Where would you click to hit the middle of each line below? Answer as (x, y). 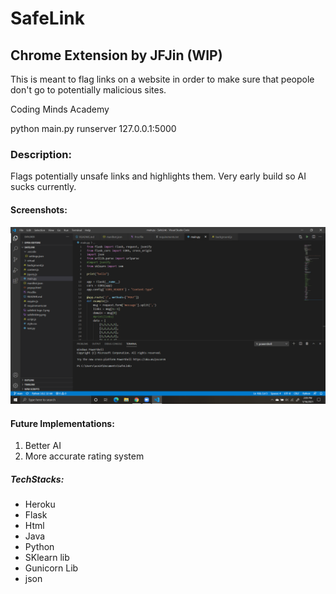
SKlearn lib (47, 558)
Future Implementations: (62, 423)
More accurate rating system (84, 456)
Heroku (40, 504)
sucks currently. (43, 187)
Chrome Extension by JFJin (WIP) (116, 55)
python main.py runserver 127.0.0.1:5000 (93, 128)
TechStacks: (37, 479)
